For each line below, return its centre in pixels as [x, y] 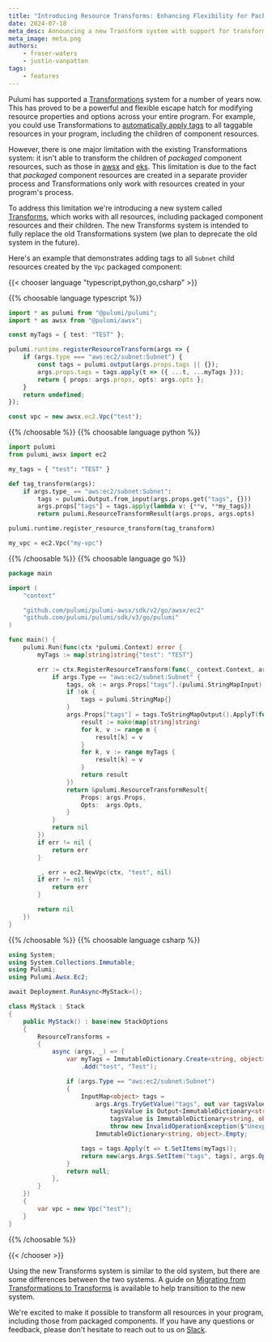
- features [41, 76]
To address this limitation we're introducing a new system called [115, 208]
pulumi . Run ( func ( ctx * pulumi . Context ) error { [103, 648]
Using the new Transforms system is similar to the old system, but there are [134, 1271]
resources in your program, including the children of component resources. [134, 134]
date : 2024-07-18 [38, 23]
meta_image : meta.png [45, 38]
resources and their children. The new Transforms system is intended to [129, 225]
